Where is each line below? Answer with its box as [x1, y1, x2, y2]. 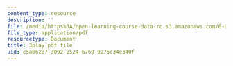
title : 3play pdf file [7, 42, 73, 49]
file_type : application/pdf [7, 29, 89, 36]
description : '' [7, 16, 54, 23]
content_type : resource [7, 10, 76, 17]
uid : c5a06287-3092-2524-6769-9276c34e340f [7, 49, 135, 56]
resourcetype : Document [7, 36, 76, 43]
